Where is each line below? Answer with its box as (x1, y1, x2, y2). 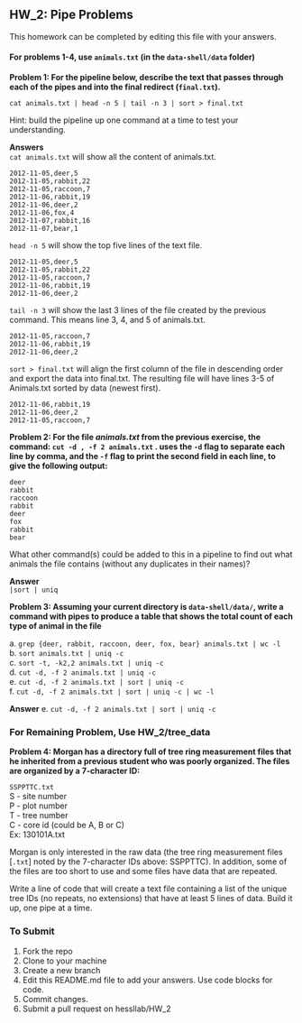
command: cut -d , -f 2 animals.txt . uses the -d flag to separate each (9, 441, 286, 452)
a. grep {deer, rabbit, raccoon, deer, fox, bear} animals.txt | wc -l (9, 638, 281, 649)
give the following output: (9, 460, 108, 472)
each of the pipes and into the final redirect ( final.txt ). (9, 81, 221, 93)
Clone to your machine (22, 955, 107, 966)
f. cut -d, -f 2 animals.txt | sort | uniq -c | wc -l (9, 686, 215, 697)
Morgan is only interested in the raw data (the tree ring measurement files (9, 847, 283, 858)
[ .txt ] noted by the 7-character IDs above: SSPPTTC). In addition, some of (9, 856, 288, 867)
